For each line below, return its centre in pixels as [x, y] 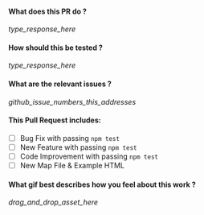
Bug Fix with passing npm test [70, 138]
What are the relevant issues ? [60, 84]
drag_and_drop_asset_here [53, 202]
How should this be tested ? [55, 48]
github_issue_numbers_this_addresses [72, 101]
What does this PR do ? [47, 11]
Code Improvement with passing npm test [89, 156]
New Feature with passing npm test [78, 147]
